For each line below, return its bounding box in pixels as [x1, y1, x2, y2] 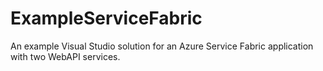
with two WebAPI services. [10, 50, 121, 62]
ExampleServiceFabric [10, 7, 203, 30]
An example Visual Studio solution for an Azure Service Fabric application [10, 40, 314, 52]
